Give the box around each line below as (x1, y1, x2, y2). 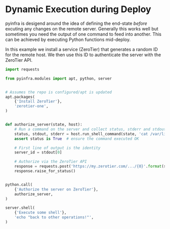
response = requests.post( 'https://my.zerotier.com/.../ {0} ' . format (14, 164, 162, 169)
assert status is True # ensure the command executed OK (14, 136, 139, 141)
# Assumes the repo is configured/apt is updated (5, 90, 112, 95)
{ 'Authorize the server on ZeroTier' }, (14, 186, 99, 192)
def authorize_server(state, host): (5, 122, 82, 127)
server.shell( (5, 205, 35, 211)
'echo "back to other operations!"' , (14, 215, 94, 220)
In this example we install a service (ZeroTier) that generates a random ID (5, 46, 158, 52)
